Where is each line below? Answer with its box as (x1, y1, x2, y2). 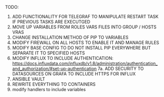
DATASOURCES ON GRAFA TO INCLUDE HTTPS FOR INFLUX (12, 71, 136, 76)
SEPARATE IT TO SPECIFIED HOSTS (12, 50, 85, 56)
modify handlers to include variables (12, 87, 86, 92)
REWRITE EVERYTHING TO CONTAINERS (12, 81, 96, 87)
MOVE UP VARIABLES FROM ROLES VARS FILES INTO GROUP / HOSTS (12, 24, 157, 30)
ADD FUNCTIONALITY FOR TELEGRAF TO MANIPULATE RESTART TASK (12, 14, 159, 19)
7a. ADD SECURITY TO (97, 66, 144, 72)
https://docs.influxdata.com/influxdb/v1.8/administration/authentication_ (12, 61, 158, 66)
